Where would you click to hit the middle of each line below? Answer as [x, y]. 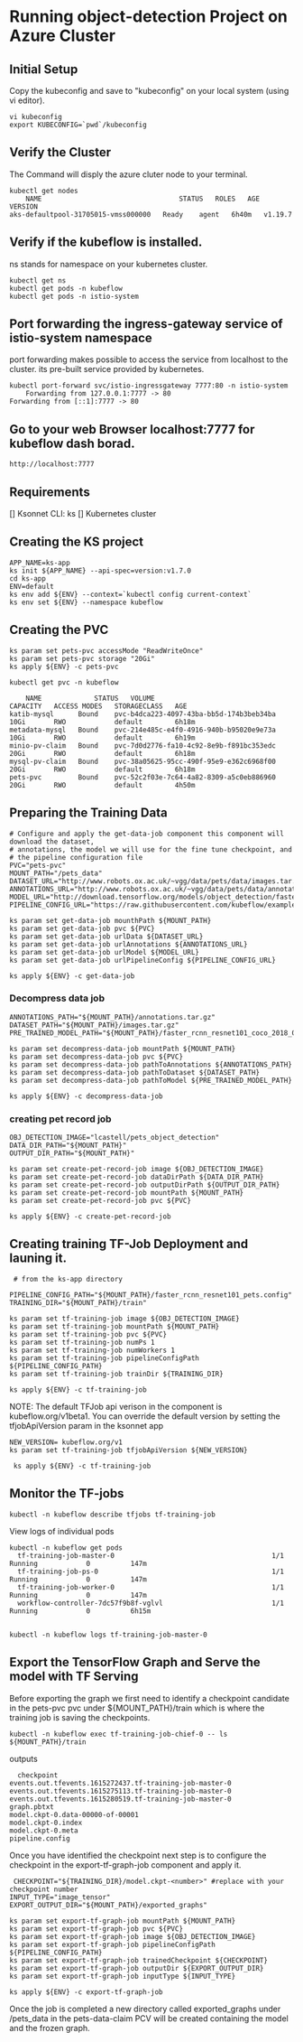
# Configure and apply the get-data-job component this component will [147, 834]
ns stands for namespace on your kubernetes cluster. [109, 264]
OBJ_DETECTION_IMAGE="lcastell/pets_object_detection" [115, 1138]
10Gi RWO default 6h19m [102, 738]
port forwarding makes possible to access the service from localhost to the [149, 359]
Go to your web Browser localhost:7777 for [132, 429]
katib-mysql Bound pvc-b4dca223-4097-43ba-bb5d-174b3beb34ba [143, 714]
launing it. [38, 1259]
